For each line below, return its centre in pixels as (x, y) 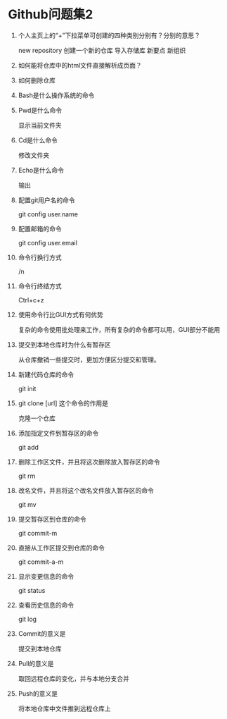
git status (32, 590)
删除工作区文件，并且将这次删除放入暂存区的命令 (89, 462)
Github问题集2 (51, 14)
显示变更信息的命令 (46, 576)
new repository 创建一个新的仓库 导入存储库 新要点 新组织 (102, 50)
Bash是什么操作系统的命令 (56, 95)
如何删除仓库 (37, 80)
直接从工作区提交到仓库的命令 (61, 548)
